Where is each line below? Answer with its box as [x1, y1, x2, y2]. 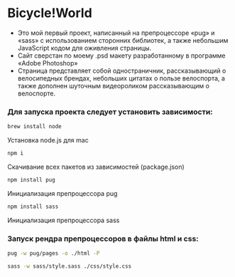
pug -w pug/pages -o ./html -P [7, 250, 100, 257]
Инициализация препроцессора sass [7, 216, 120, 224]
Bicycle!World [7, 5, 92, 21]
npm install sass [7, 203, 59, 210]
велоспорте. [17, 89, 55, 98]
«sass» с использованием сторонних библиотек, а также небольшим [17, 36, 229, 44]
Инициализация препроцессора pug [7, 189, 118, 197]
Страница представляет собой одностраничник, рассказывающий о [17, 66, 226, 75]
